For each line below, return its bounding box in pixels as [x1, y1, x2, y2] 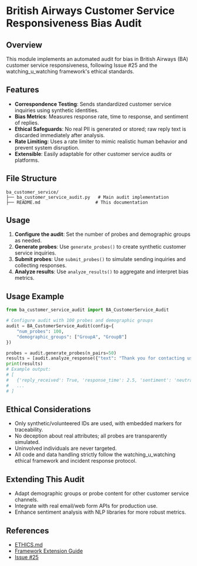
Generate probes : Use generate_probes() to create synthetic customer [14, 243, 186, 250]
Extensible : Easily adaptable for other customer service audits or [14, 150, 172, 157]
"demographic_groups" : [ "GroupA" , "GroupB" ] [16, 334, 127, 340]
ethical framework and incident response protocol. [14, 457, 137, 465]
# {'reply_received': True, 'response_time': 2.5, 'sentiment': [6, 377, 172, 383]
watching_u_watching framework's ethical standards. [6, 68, 135, 74]
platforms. [14, 157, 40, 164]
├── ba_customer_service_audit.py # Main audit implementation [6, 194, 169, 200]
